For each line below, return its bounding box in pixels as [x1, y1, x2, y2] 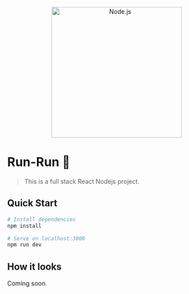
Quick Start [7, 197, 58, 209]
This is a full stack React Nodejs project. [24, 177, 140, 185]
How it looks [7, 261, 62, 272]
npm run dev [7, 241, 42, 249]
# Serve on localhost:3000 [7, 235, 85, 242]
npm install [7, 222, 42, 229]
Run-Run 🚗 [7, 154, 71, 170]
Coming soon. [7, 279, 47, 288]
